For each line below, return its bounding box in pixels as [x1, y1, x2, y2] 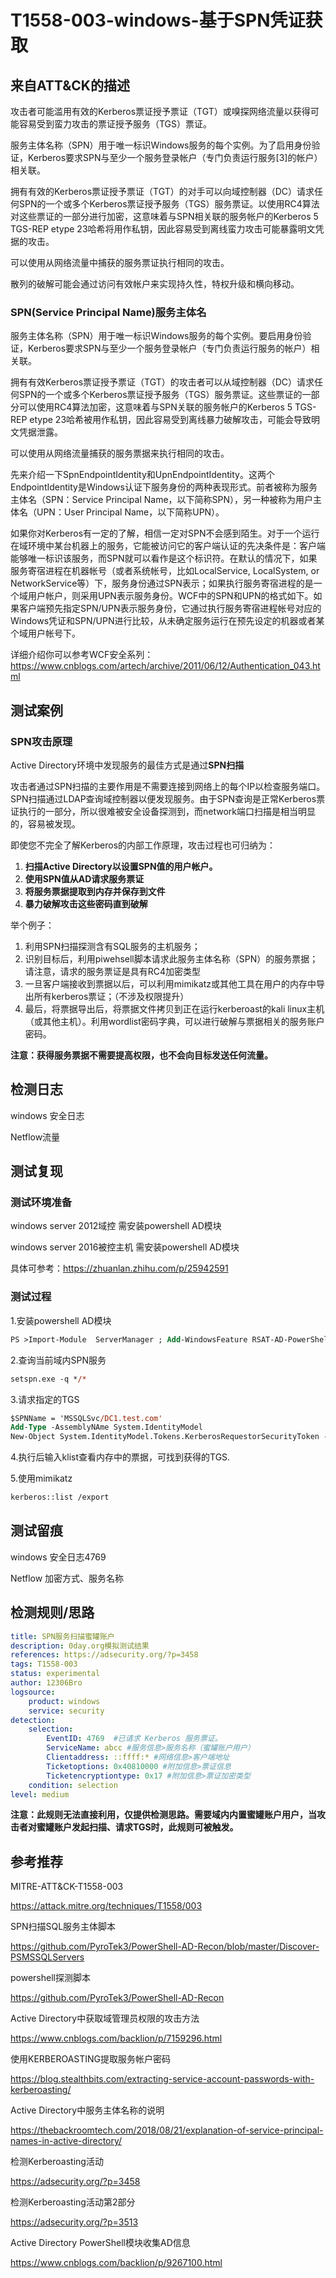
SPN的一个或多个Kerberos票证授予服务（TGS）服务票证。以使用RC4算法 [18, 198, 320, 210]
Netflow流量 [10, 1131, 61, 1143]
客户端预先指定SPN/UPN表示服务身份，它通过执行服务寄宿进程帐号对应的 [18, 602, 322, 615]
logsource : [10, 1687, 56, 1697]
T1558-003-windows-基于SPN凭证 [10, 9, 306, 32]
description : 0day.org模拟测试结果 [10, 1641, 150, 1651]
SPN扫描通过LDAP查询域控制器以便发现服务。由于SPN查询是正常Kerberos [10, 792, 317, 805]
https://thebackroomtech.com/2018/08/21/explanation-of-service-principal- [10, 2124, 324, 2136]
